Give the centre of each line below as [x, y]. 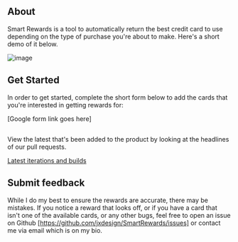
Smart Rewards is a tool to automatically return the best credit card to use [115, 28]
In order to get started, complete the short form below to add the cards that [118, 97]
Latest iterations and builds [47, 161]
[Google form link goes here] [50, 119]
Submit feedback [46, 183]
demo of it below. [33, 44]
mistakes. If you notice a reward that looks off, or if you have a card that [113, 207]
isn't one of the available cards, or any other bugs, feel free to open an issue [119, 215]
